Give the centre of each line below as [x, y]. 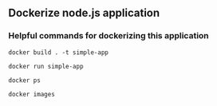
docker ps [25, 80]
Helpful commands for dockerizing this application [108, 36]
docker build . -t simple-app [59, 52]
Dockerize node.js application [84, 13]
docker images [32, 94]
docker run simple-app [46, 66]
